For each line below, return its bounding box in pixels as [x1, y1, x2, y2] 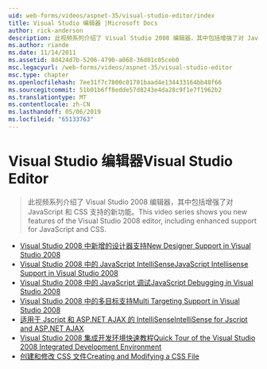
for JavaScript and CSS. [27, 224, 107, 234]
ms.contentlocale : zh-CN [8, 100, 91, 108]
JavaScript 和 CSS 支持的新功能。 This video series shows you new [27, 206, 248, 216]
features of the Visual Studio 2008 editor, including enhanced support [27, 216, 257, 226]
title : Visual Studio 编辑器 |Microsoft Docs [8, 19, 158, 27]
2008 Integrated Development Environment [19, 342, 162, 351]
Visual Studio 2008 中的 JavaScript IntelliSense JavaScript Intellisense [19, 259, 249, 269]
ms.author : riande [8, 41, 69, 49]
